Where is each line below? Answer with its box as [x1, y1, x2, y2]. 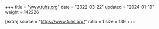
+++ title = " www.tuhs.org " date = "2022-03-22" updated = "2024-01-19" [5, 4, 155, 10]
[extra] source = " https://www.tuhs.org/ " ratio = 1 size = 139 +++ [5, 19, 136, 24]
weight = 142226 [5, 9, 39, 15]
